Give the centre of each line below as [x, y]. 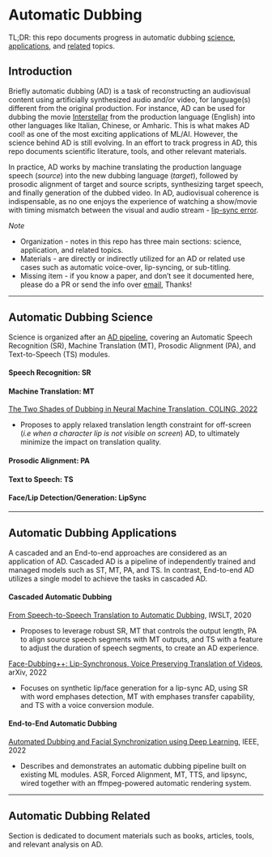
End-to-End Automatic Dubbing [63, 723]
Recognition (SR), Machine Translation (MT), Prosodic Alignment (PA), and [132, 345]
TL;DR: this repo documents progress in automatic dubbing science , [122, 37]
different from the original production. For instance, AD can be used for [127, 108]
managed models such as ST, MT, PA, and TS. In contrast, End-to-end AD [132, 569]
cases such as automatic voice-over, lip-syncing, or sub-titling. [125, 267]
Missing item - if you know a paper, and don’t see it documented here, [137, 275]
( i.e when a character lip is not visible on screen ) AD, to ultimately [130, 433]
